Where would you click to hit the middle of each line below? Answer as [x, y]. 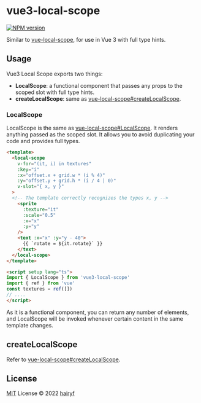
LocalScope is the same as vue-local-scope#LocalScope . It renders [92, 128]
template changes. [30, 325]
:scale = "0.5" [39, 215]
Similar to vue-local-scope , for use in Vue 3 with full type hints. [86, 39]
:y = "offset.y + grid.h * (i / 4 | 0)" [67, 181]
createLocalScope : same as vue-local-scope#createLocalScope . [98, 98]
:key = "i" [28, 170]
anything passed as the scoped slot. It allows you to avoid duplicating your [100, 135]
